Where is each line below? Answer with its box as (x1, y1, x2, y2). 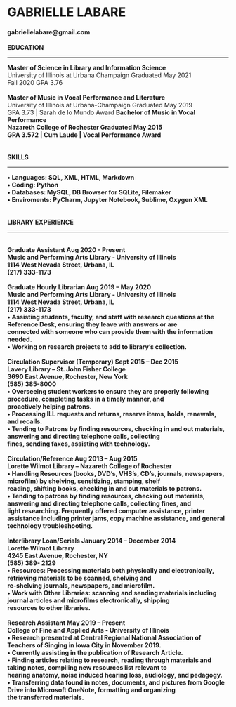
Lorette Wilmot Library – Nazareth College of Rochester (7, 462, 172, 470)
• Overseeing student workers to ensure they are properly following (7, 388, 209, 396)
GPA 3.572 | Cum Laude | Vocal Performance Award (7, 131, 162, 139)
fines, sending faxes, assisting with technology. (7, 440, 150, 448)
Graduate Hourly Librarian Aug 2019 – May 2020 (7, 283, 152, 291)
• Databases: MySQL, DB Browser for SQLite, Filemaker (7, 188, 171, 197)
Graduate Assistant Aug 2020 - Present (7, 246, 126, 254)
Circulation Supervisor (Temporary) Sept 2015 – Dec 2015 (7, 357, 179, 366)
